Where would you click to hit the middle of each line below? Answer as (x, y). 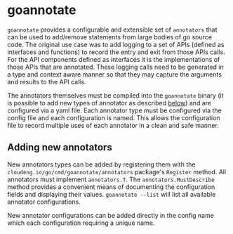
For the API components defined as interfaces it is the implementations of (114, 59)
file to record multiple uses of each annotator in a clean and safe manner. (113, 125)
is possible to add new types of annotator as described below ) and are (109, 103)
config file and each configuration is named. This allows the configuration (114, 117)
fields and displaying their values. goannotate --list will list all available (112, 194)
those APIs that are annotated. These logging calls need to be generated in (115, 67)
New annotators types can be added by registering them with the (101, 164)
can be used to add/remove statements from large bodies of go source (110, 37)
